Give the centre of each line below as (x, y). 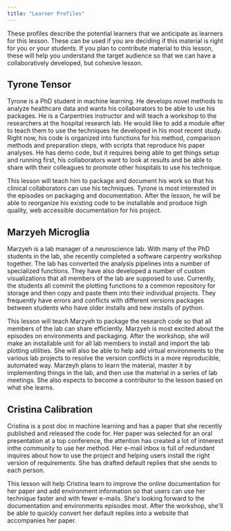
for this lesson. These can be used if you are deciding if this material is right (115, 41)
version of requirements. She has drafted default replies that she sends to (112, 463)
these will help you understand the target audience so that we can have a (112, 55)
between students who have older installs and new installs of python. (105, 308)
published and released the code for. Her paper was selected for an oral (110, 433)
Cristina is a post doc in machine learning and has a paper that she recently (115, 426)
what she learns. (31, 388)
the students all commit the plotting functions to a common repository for (111, 286)
